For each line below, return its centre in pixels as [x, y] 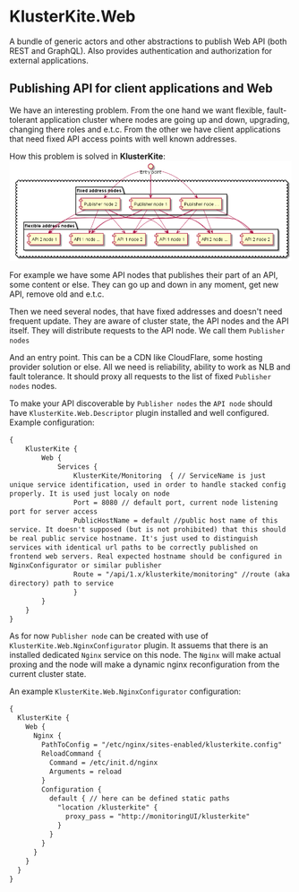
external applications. [49, 60]
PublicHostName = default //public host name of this [175, 521]
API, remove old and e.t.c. [57, 294]
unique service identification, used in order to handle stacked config [148, 485]
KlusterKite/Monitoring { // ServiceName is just [170, 476]
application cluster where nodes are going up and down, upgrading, [165, 119]
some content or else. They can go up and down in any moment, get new [144, 285]
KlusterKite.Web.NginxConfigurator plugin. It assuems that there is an [139, 645]
